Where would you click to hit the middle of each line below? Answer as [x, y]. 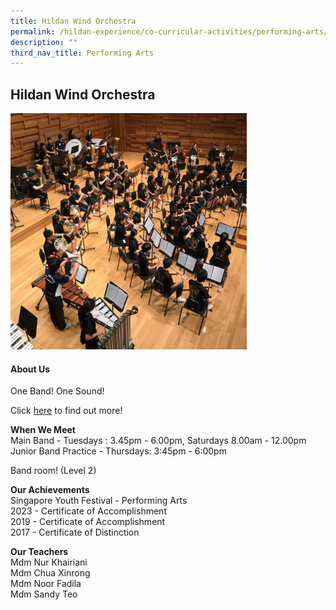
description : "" [44, 42]
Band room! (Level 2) [53, 471]
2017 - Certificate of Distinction [75, 532]
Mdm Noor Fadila [46, 584]
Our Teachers [39, 552]
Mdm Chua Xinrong [50, 573]
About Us [30, 369]
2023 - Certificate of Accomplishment [88, 511]
